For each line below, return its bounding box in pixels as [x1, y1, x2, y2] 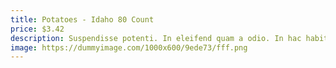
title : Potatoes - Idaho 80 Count [10, 14, 155, 25]
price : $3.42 [10, 24, 65, 34]
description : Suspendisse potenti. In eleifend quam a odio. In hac [10, 33, 302, 43]
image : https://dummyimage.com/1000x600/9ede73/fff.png [10, 42, 248, 53]
